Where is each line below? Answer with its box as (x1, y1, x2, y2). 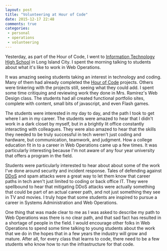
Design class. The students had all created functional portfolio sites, (5, 95, 145, 101)
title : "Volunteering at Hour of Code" (5, 12, 88, 17)
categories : (5, 26, 30, 31)
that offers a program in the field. (5, 152, 73, 158)
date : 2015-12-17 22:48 (5, 16, 55, 21)
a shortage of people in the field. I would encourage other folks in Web (5, 219, 151, 225)
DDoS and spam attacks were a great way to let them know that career (5, 173, 151, 179)
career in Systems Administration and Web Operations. (5, 199, 118, 205)
